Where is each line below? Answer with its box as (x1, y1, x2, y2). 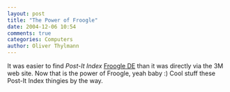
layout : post (7, 10, 45, 17)
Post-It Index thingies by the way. (7, 77, 103, 84)
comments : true (7, 29, 52, 37)
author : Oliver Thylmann (7, 43, 79, 49)
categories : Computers (7, 36, 73, 43)
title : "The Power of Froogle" (7, 17, 98, 24)
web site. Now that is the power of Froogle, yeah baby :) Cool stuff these (7, 69, 216, 77)
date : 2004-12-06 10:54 (7, 23, 77, 30)
